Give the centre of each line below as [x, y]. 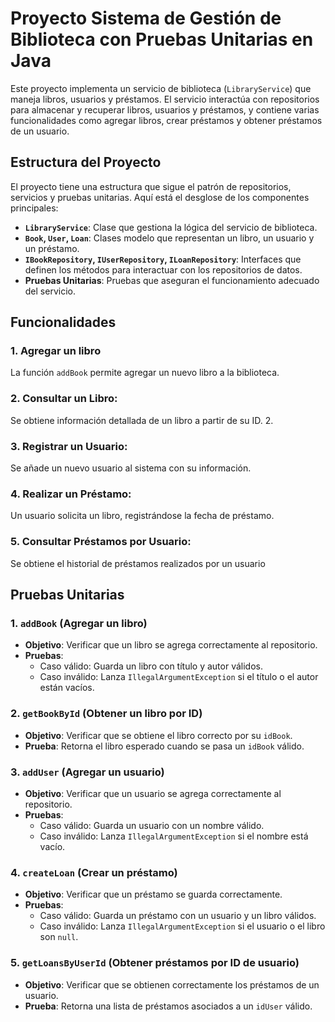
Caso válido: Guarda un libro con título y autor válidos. [151, 666]
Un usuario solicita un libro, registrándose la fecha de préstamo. [142, 516]
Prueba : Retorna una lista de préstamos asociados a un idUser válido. [168, 1006]
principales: [34, 208]
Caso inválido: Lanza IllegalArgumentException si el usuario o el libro [182, 926]
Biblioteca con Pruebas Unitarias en [162, 39]
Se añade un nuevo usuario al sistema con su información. [131, 468]
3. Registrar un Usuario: [69, 446]
